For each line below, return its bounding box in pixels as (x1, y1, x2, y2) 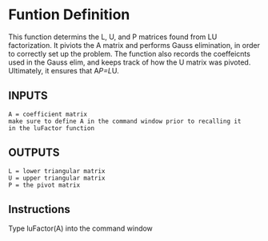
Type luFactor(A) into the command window (8, 223, 154, 233)
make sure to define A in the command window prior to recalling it (8, 117, 242, 125)
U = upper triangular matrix (8, 174, 106, 182)
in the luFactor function (8, 124, 94, 132)
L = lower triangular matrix (8, 167, 106, 175)
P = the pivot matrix (8, 181, 81, 189)
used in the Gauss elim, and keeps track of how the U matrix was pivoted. (8, 57, 251, 67)
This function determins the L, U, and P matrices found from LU (8, 32, 218, 41)
